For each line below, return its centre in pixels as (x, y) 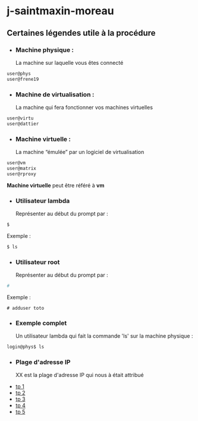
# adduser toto (26, 308)
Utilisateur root (37, 262)
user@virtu (20, 118)
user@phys (19, 73)
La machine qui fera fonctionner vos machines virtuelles (84, 107)
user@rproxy (21, 174)
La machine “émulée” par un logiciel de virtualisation (80, 152)
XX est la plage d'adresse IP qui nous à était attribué (80, 375)
